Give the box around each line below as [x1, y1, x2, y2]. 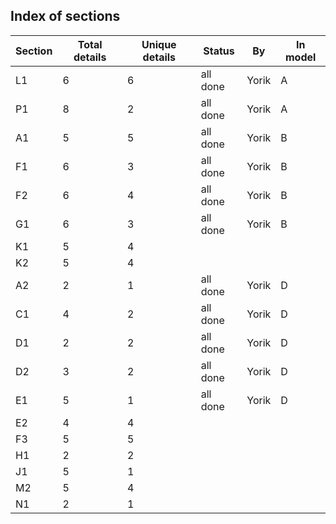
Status [203, 44, 235, 58]
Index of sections [10, 8, 121, 25]
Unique [141, 37, 177, 51]
